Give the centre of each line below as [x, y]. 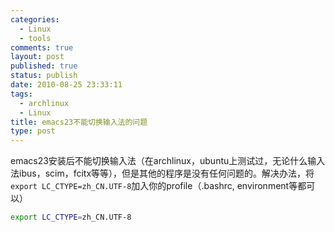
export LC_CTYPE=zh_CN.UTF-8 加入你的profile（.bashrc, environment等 [154, 186]
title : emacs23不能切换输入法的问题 [79, 122]
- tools [35, 38]
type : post [33, 131]
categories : [35, 19]
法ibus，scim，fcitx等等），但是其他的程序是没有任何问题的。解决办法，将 [162, 173]
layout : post [37, 57]
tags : [21, 94]
